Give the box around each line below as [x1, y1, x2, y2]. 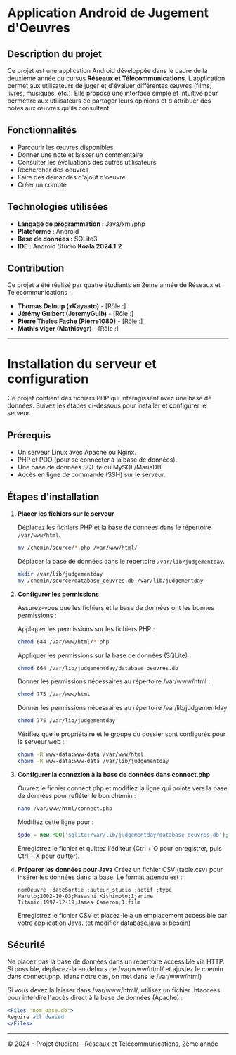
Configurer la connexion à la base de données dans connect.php [17, 770, 211, 778]
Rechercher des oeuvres [17, 165, 89, 174]
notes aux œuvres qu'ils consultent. [7, 104, 111, 112]
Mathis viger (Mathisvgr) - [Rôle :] [17, 324, 119, 333]
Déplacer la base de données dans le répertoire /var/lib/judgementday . [17, 557, 225, 565]
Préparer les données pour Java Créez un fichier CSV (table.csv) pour [17, 865, 223, 873]
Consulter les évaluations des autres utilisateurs [17, 158, 157, 166]
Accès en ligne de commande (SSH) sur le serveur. [17, 470, 166, 479]
